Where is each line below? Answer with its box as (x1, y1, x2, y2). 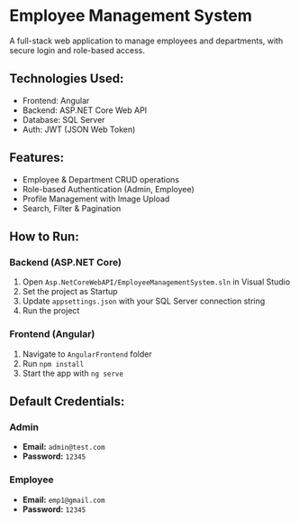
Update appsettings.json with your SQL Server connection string (22, 295, 266, 307)
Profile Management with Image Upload (22, 193, 170, 204)
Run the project (22, 305, 80, 316)
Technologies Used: (9, 71, 124, 87)
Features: (9, 150, 65, 165)
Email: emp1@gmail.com (22, 494, 105, 505)
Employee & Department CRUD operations (22, 173, 180, 185)
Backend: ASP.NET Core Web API (22, 105, 148, 116)
